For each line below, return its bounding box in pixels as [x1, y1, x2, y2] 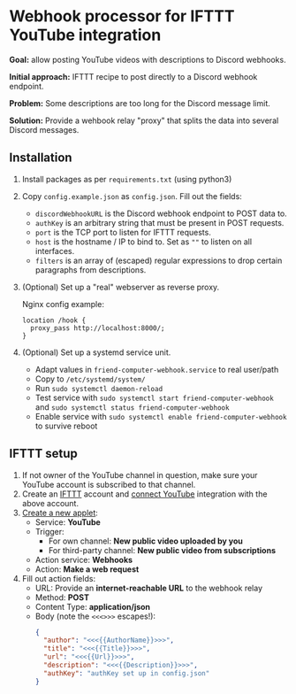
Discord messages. [9, 124, 80, 135]
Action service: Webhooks [34, 554, 133, 565]
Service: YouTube [34, 516, 102, 528]
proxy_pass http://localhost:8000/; [30, 323, 165, 333]
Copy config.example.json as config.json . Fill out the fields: [21, 190, 243, 201]
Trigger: [34, 526, 65, 536]
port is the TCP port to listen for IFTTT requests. [34, 227, 212, 237]
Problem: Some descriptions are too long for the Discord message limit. [9, 97, 271, 108]
